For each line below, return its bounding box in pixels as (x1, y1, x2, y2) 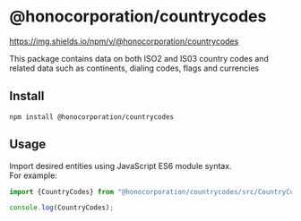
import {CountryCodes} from (9, 187, 115, 196)
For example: (9, 170, 58, 181)
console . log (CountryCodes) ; (9, 203, 115, 212)
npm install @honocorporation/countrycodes (9, 112, 175, 122)
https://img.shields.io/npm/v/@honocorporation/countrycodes (9, 36, 239, 47)
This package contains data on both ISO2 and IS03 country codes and (9, 53, 269, 64)
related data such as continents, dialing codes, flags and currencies (9, 63, 260, 73)
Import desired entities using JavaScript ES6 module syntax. (9, 160, 232, 171)
